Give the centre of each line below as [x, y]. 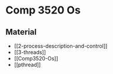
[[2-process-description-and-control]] [61, 46]
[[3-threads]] [30, 52]
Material [21, 32]
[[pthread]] [27, 65]
